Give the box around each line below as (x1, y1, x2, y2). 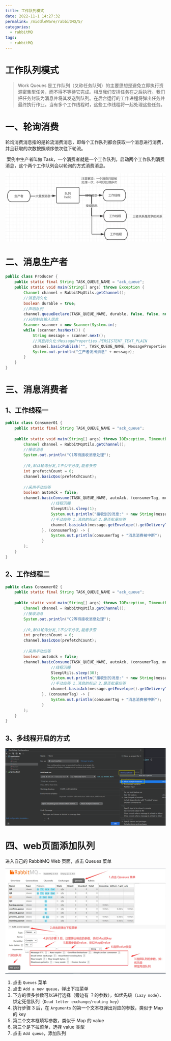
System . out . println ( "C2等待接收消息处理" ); (23, 616, 111, 622)
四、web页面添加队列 (5, 840, 95, 852)
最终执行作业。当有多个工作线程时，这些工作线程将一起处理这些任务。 (17, 101, 165, 107)
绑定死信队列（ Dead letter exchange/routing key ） (12, 998, 122, 1004)
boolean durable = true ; (23, 301, 76, 306)
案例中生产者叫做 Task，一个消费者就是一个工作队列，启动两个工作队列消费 (6, 156, 165, 162)
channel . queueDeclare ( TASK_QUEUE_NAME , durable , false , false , (23, 312, 160, 317)
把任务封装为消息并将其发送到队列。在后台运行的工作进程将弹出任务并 (17, 95, 165, 101)
